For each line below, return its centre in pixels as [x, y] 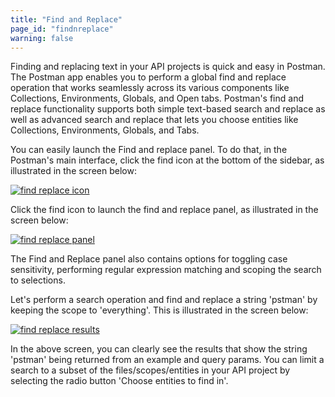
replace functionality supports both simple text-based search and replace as [168, 109]
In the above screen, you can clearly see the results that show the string [159, 349]
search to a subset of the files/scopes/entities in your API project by [150, 370]
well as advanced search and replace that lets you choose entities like [154, 120]
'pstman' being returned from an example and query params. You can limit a [167, 360]
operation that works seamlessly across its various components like [150, 88]
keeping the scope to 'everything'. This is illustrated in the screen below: [159, 310]
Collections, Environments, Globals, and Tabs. [105, 130]
